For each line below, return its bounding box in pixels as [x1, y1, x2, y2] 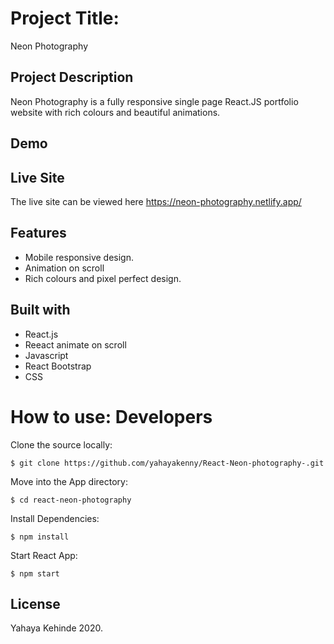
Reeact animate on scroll [24, 338, 127, 351]
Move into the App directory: [10, 475, 128, 487]
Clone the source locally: [10, 438, 113, 451]
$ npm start [10, 568, 60, 579]
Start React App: [10, 549, 78, 561]
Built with [10, 302, 71, 319]
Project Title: [10, 7, 120, 30]
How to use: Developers [10, 405, 213, 428]
